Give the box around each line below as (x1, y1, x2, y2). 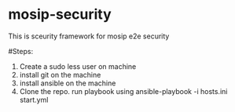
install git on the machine (19, 70, 101, 79)
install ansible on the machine (19, 78, 116, 88)
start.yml (19, 95, 49, 104)
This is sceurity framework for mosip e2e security (8, 31, 170, 41)
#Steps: (8, 46, 34, 56)
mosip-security (8, 5, 112, 23)
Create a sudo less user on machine (19, 61, 137, 71)
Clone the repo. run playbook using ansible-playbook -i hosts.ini (19, 86, 228, 96)
